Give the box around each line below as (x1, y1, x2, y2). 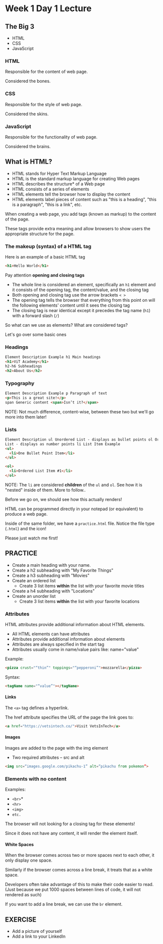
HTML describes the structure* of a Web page (12, 181, 105, 186)
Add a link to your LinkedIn (12, 933, 65, 940)
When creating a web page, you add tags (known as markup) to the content (5, 211, 156, 217)
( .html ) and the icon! (5, 525, 47, 531)
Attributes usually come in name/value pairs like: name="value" (12, 647, 139, 652)
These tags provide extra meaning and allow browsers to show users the (5, 225, 150, 231)
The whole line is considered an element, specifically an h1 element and (12, 281, 156, 287)
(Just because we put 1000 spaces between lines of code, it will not (5, 887, 141, 892)
